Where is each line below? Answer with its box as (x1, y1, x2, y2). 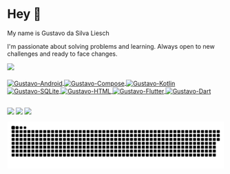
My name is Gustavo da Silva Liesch (7, 29, 110, 37)
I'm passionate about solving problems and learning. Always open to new (7, 42, 215, 50)
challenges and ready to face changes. (7, 50, 118, 58)
